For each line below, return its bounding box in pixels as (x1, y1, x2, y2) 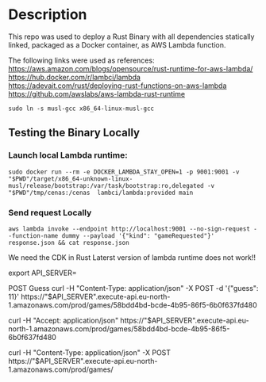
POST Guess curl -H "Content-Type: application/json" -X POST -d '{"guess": (8, 283, 259, 292)
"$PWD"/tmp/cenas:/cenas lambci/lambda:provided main (8, 189, 194, 197)
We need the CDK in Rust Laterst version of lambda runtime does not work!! (8, 252, 256, 262)
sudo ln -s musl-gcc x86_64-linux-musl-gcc (8, 105, 155, 113)
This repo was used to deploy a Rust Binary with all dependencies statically (8, 32, 255, 41)
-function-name (8, 231, 59, 239)
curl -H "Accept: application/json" (8, 315, 119, 325)
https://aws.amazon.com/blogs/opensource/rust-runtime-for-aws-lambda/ (8, 63, 253, 73)
